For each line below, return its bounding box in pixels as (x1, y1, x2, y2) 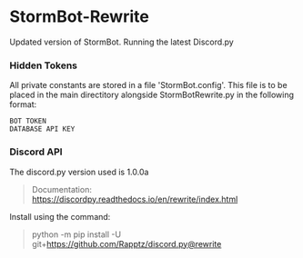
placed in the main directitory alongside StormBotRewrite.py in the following (9, 89, 294, 101)
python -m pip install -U (31, 229, 121, 240)
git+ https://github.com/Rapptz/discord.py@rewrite (31, 238, 222, 249)
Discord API (9, 145, 63, 158)
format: (9, 99, 37, 110)
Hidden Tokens (9, 59, 77, 72)
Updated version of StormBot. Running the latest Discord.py (9, 36, 234, 47)
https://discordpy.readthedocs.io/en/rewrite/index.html (31, 193, 238, 204)
